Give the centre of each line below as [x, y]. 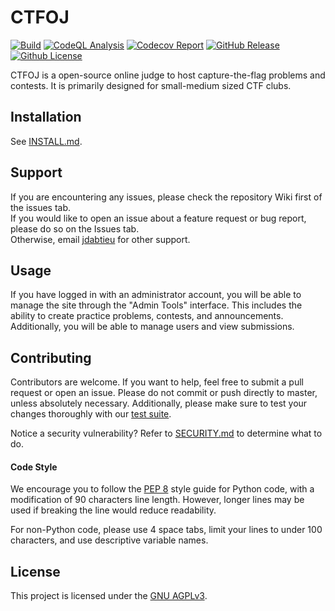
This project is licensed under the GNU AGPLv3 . [109, 596]
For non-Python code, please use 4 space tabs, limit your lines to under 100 [166, 530]
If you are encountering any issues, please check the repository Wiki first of [166, 197]
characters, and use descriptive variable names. [109, 540]
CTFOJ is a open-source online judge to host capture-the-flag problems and [168, 75]
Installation [46, 117]
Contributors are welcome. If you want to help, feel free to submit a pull [157, 382]
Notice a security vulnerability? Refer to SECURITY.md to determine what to [166, 433]
